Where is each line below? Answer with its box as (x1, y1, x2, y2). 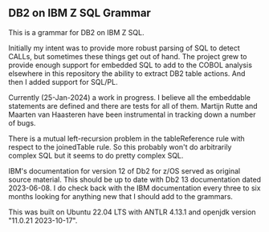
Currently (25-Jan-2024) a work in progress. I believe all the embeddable (8, 92, 251, 102)
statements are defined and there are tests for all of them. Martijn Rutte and (8, 101, 259, 110)
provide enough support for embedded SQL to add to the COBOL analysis (8, 60, 253, 70)
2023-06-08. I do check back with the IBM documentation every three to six (8, 183, 261, 193)
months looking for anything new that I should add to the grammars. (8, 191, 233, 201)
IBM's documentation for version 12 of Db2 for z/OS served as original (8, 166, 241, 175)
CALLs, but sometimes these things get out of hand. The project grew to (8, 51, 247, 61)
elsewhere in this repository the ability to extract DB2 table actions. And (8, 68, 246, 78)
